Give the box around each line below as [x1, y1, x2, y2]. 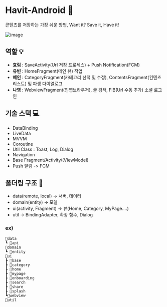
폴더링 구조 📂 [5, 179, 44, 187]
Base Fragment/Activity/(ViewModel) [12, 157, 89, 163]
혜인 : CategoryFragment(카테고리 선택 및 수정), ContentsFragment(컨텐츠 [12, 74, 161, 80]
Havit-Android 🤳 [5, 5, 74, 16]
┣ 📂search [5, 280, 26, 285]
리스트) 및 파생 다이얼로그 [12, 80, 63, 87]
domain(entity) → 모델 [12, 199, 58, 205]
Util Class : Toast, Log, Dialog [12, 146, 74, 152]
